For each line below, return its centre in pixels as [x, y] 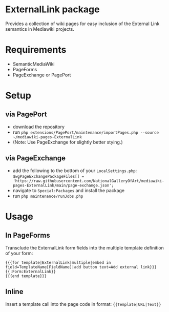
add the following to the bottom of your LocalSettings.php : [75, 171]
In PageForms [28, 235]
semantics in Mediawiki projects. [40, 29]
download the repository [39, 127]
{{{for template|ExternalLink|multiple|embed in [58, 262]
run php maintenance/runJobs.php [48, 196]
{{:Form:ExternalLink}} [31, 272]
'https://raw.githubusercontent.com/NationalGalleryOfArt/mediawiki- [89, 181]
